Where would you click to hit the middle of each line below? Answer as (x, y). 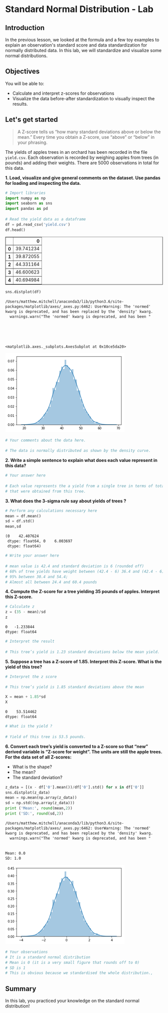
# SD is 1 (15, 968)
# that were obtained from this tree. (45, 491)
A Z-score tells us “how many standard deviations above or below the (89, 132)
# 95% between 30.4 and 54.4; (37, 577)
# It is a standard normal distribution (48, 957)
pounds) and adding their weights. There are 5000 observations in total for (82, 163)
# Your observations (27, 952)
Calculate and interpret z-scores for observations (63, 93)
